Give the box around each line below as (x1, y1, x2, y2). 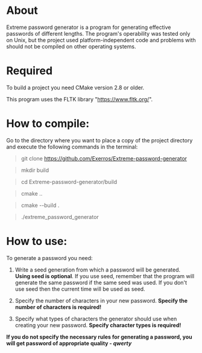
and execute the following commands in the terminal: (6, 143, 138, 150)
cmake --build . (21, 202, 60, 209)
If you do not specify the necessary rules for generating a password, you (6, 333, 193, 340)
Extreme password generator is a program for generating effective (6, 24, 171, 31)
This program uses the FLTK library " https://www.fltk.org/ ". (6, 95, 153, 103)
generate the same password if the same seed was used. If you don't (14, 279, 188, 286)
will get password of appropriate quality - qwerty (6, 339, 132, 347)
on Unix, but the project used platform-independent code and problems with (6, 36, 196, 43)
